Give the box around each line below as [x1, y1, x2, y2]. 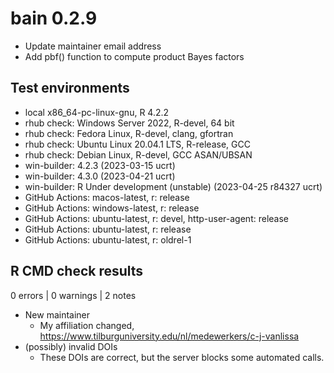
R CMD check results [10, 263, 144, 280]
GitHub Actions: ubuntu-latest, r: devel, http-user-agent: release [24, 212, 289, 224]
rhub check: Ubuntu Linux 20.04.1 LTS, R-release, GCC [24, 138, 251, 150]
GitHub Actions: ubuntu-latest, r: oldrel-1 [24, 233, 192, 246]
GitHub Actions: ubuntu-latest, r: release [24, 223, 192, 235]
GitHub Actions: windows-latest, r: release [24, 202, 200, 214]
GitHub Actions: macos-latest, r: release [24, 191, 190, 203]
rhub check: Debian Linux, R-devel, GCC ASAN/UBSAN [24, 148, 253, 161]
